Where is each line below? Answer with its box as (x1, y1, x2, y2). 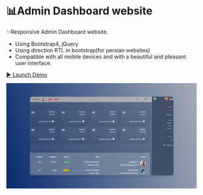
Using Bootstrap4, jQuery (14, 40, 79, 48)
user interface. (14, 59, 52, 66)
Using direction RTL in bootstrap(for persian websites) (14, 46, 150, 54)
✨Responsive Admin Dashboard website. (6, 28, 109, 36)
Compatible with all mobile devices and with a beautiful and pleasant (14, 53, 186, 60)
